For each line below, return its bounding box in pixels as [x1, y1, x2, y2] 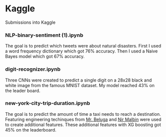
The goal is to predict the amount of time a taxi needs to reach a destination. [5, 111, 161, 117]
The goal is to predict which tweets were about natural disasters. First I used [5, 43, 162, 49]
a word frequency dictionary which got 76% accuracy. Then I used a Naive [5, 48, 158, 54]
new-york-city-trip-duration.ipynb [5, 100, 90, 107]
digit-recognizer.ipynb [5, 66, 61, 73]
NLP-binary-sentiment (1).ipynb [5, 32, 83, 39]
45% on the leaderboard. [5, 127, 56, 133]
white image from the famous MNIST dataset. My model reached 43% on [5, 82, 155, 88]
